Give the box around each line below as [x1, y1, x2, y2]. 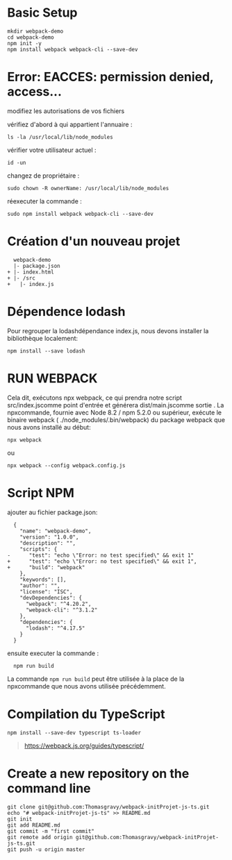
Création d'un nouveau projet [7, 234, 181, 249]
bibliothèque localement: [7, 334, 78, 342]
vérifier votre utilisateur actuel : [7, 146, 97, 154]
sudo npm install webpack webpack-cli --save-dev [7, 210, 154, 217]
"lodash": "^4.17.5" [25, 625, 85, 632]
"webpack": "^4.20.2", [25, 600, 92, 607]
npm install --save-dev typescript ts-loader [7, 729, 141, 736]
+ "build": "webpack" [7, 564, 85, 571]
